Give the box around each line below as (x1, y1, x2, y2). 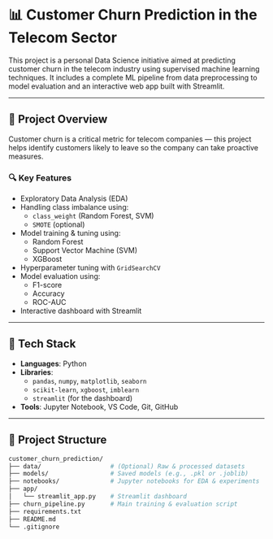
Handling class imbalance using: (19, 202, 129, 212)
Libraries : (19, 367, 54, 377)
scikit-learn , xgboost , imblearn (32, 385, 140, 394)
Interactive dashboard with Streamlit (19, 306, 142, 316)
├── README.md (8, 515, 57, 524)
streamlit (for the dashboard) (32, 393, 133, 402)
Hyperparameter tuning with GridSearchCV (19, 263, 161, 272)
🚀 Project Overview (8, 112, 108, 126)
